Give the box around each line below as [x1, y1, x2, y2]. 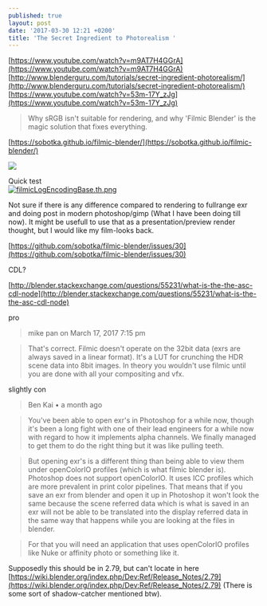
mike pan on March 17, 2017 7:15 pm [27, 329, 146, 338]
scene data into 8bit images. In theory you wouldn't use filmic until [27, 360, 246, 371]
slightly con [8, 384, 46, 395]
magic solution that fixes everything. [27, 122, 147, 132]
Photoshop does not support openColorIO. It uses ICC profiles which [27, 474, 253, 483]
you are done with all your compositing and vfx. [27, 369, 185, 379]
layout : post [8, 19, 52, 27]
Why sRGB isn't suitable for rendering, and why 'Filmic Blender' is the [27, 113, 257, 124]
